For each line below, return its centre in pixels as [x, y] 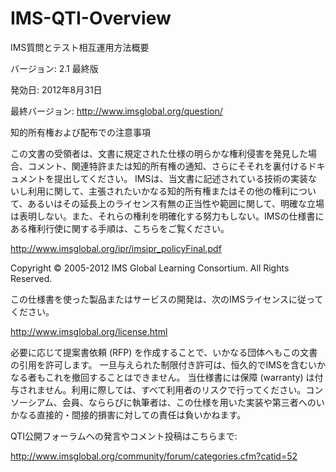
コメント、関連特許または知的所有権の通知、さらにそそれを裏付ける [167, 166]
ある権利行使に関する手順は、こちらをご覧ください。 [120, 228]
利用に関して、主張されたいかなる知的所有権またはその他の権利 [158, 191]
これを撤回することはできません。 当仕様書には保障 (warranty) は [179, 377]
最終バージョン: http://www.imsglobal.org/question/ [116, 111]
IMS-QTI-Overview [91, 18]
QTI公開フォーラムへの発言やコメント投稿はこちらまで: [124, 436]
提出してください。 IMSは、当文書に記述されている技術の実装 [181, 178]
